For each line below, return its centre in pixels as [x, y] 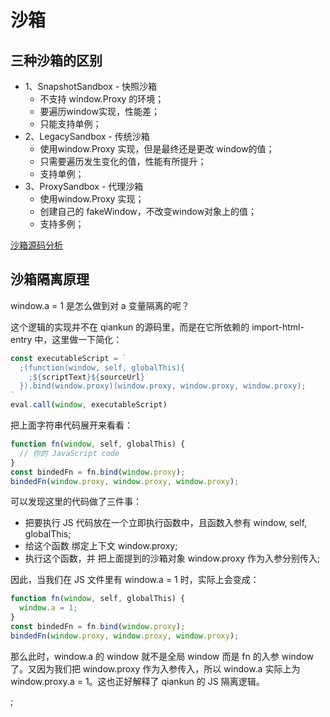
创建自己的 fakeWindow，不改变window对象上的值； [148, 211]
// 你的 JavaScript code [69, 453]
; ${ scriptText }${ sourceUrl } [86, 377]
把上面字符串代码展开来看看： [71, 425]
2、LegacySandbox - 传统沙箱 [87, 136]
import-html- [278, 327]
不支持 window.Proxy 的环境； [102, 99]
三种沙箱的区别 [56, 60]
